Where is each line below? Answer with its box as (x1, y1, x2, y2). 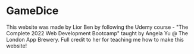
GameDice (6, 4, 59, 18)
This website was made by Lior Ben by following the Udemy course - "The (6, 23, 189, 31)
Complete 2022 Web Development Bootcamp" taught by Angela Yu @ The (6, 29, 189, 36)
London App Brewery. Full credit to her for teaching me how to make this (6, 36, 184, 43)
